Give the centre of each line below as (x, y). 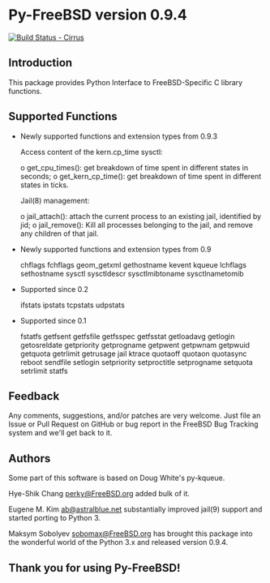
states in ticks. (44, 185)
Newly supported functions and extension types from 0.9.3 (118, 136)
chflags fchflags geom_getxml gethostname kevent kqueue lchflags (133, 264)
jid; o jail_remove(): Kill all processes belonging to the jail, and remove (137, 225)
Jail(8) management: (55, 200)
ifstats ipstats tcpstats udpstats (73, 305)
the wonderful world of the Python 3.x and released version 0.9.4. (118, 542)
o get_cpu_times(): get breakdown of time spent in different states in (134, 167)
